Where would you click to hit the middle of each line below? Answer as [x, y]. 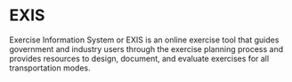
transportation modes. [50, 68]
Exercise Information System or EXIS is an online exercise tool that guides [144, 40]
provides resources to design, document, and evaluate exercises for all [139, 58]
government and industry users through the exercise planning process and [146, 48]
